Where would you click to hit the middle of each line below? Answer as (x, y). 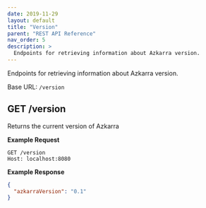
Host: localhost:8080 (39, 159)
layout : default (31, 20)
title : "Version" (33, 27)
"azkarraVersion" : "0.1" (50, 191)
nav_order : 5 (26, 40)
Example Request (34, 140)
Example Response (36, 172)
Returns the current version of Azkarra (63, 126)
